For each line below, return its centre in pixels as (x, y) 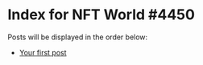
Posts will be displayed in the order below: (78, 37)
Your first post (43, 52)
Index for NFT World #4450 (101, 15)
